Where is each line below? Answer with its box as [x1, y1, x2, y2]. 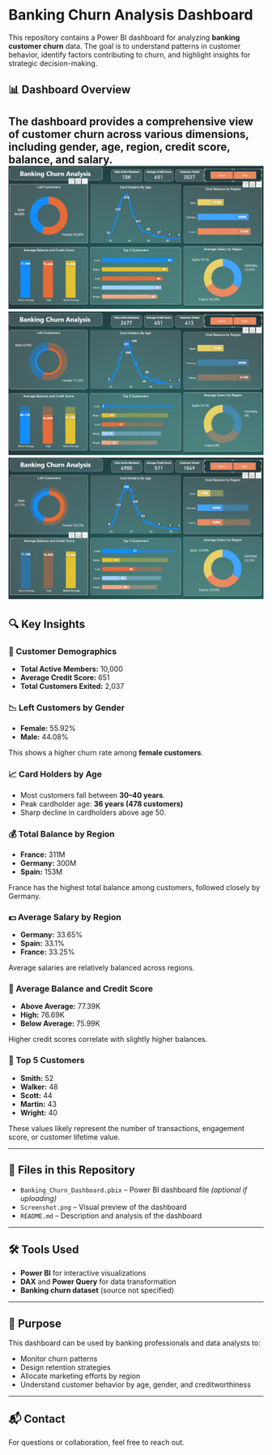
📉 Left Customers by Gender [8, 702, 125, 713]
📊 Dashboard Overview [8, 83, 131, 97]
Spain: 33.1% [19, 939, 65, 949]
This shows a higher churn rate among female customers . [8, 748, 204, 758]
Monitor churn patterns [19, 1354, 98, 1364]
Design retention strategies [19, 1362, 111, 1372]
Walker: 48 [19, 1082, 58, 1091]
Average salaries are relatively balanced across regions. [8, 963, 195, 973]
